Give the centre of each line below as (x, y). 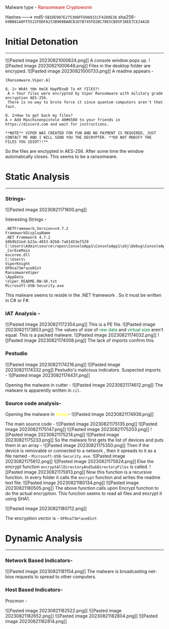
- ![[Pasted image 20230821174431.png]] (48, 375)
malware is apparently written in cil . (43, 390)
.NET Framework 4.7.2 (28, 238)
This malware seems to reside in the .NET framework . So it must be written (83, 295)
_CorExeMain (18, 251)
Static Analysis (37, 177)
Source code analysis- (33, 403)
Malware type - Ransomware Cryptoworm (49, 7)
